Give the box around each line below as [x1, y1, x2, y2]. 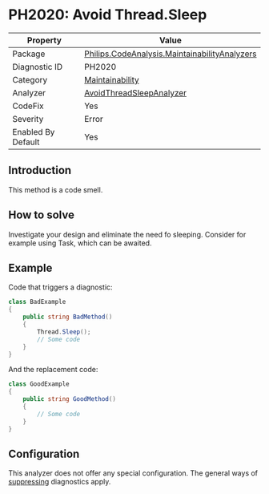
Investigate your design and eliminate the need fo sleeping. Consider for [8, 229, 247, 239]
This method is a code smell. [8, 184, 103, 194]
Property [26, 34, 62, 46]
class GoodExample [8, 380, 70, 388]
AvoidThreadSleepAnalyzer [83, 87, 187, 98]
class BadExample [8, 298, 66, 306]
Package [12, 48, 46, 59]
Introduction [8, 164, 72, 177]
